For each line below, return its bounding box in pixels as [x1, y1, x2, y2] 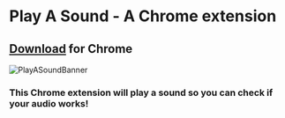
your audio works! [9, 97, 89, 109]
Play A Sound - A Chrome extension [9, 6, 277, 26]
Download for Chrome [9, 41, 133, 56]
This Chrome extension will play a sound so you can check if [9, 86, 274, 99]
